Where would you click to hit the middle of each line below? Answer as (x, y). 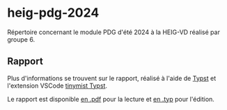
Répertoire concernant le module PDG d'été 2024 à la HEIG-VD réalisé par (114, 32)
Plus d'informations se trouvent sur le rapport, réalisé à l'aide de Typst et (112, 78)
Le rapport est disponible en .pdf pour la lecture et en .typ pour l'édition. (111, 99)
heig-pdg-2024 (53, 13)
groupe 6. (21, 39)
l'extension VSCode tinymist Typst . (57, 86)
